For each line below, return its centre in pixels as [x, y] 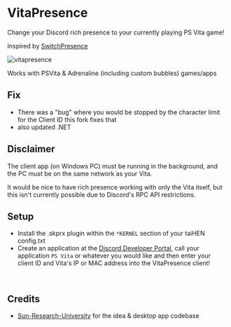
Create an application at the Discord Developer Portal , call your [108, 248]
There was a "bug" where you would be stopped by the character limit [119, 112]
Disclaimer [31, 149]
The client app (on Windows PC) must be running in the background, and [113, 166]
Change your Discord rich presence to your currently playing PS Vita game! [116, 32]
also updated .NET [44, 127]
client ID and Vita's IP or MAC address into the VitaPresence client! [114, 263]
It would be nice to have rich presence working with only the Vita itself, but [115, 187]
